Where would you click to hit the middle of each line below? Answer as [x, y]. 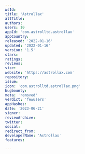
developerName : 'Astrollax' [33, 136]
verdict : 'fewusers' [26, 100]
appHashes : [16, 104]
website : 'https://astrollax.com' [40, 73]
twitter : [14, 122]
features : [15, 140]
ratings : [14, 59]
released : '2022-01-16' [29, 41]
